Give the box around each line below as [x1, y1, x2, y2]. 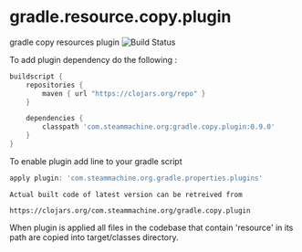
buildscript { [9, 71, 64, 81]
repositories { [26, 80, 84, 89]
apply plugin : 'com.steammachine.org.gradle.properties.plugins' [9, 173, 263, 183]
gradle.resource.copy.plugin [9, 6, 232, 27]
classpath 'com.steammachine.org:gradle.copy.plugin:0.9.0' [42, 122, 276, 131]
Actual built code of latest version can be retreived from [9, 190, 244, 199]
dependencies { [26, 114, 84, 123]
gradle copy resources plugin [9, 37, 120, 47]
